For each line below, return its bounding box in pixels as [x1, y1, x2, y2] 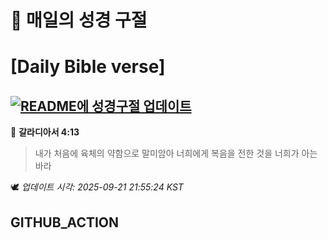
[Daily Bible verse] [10, 56, 166, 78]
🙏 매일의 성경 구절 [10, 9, 148, 32]
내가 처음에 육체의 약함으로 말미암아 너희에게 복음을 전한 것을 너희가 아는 [34, 147, 318, 160]
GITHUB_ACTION [10, 214, 120, 231]
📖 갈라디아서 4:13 [10, 126, 80, 138]
